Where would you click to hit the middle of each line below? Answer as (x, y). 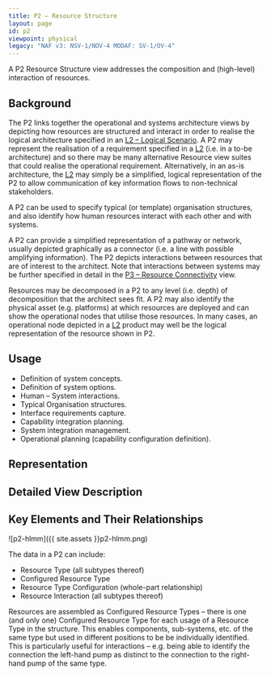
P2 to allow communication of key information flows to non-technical (123, 182)
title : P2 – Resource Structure (63, 16)
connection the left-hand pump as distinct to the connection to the (119, 655)
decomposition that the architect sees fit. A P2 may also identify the (121, 299)
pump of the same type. (67, 663)
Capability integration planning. (72, 421)
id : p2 (19, 31)
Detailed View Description (76, 492)
